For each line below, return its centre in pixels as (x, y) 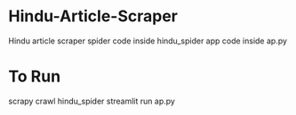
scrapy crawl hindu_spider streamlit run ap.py (92, 101)
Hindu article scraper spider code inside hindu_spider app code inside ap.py (148, 41)
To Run (35, 77)
